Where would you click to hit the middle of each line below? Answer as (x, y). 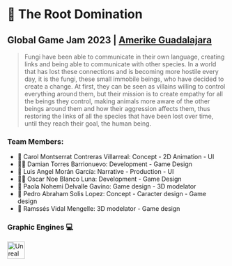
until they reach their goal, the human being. (88, 124)
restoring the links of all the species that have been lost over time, (119, 116)
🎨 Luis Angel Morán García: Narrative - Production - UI (95, 172)
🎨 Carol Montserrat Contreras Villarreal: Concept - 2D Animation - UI (116, 157)
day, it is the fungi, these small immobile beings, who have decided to (124, 79)
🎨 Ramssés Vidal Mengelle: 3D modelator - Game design (99, 209)
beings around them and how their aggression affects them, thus (117, 109)
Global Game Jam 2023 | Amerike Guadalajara (110, 40)
